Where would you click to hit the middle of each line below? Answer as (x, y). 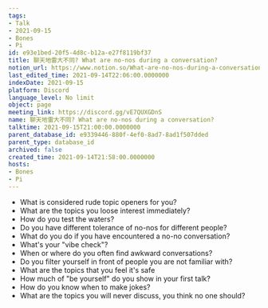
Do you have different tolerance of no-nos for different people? (123, 227)
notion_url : (28, 68)
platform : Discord (39, 90)
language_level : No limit (51, 98)
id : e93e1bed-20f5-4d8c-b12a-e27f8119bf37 (80, 53)
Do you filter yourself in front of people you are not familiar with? (126, 262)
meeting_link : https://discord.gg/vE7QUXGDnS (85, 113)
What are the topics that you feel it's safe (87, 270)
